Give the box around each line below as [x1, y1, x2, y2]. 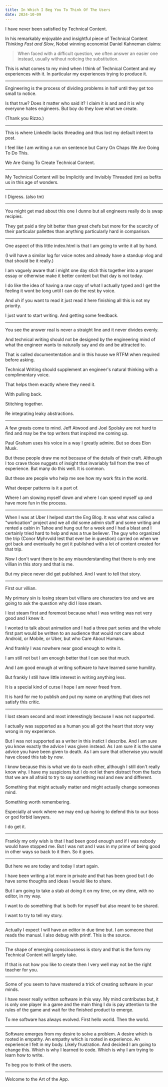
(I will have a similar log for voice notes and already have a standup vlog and [5, 252, 162, 258]
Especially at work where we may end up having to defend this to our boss [5, 808, 159, 814]
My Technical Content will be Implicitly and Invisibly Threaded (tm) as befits [5, 173, 161, 180]
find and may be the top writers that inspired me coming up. [5, 430, 129, 436]
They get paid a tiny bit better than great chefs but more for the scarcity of [5, 223, 159, 229]
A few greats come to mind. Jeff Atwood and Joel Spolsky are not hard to [5, 424, 156, 430]
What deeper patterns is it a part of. [5, 484, 78, 490]
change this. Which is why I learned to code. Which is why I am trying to [5, 1046, 154, 1052]
